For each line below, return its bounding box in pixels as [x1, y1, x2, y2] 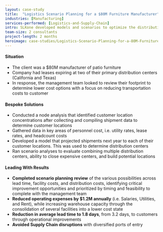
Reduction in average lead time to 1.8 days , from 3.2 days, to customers [12, 212, 158, 217]
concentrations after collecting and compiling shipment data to [12, 117, 138, 123]
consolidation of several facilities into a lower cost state [12, 206, 123, 212]
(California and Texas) [12, 75, 57, 81]
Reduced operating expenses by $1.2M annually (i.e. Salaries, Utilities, [12, 196, 156, 202]
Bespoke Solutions [5, 101, 44, 107]
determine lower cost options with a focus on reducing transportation [12, 85, 151, 91]
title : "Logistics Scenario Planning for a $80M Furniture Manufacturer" [5, 12, 160, 17]
